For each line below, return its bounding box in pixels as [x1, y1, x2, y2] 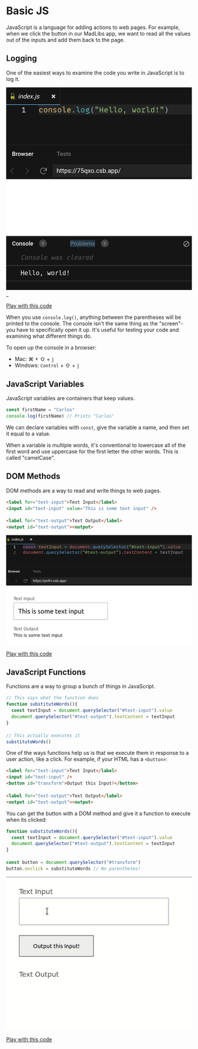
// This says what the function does [6, 695, 99, 701]
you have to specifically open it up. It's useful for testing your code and [6, 327, 179, 334]
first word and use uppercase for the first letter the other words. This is [6, 448, 179, 455]
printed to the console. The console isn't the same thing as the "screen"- [6, 320, 183, 327]
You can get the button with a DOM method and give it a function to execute [6, 809, 191, 817]
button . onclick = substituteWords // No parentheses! [6, 866, 141, 872]
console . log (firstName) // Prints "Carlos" [6, 413, 115, 419]
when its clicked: [6, 816, 47, 823]
